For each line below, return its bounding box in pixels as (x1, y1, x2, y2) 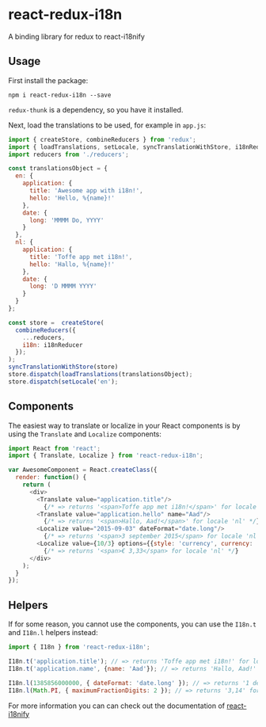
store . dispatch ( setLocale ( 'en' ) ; (8, 378, 119, 386)
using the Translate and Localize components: (8, 429, 162, 439)
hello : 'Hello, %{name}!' (28, 194, 115, 202)
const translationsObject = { (8, 165, 108, 173)
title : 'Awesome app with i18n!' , (28, 187, 144, 195)
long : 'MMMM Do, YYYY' (28, 216, 104, 224)
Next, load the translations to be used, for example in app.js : (8, 120, 207, 130)
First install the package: (8, 75, 89, 85)
